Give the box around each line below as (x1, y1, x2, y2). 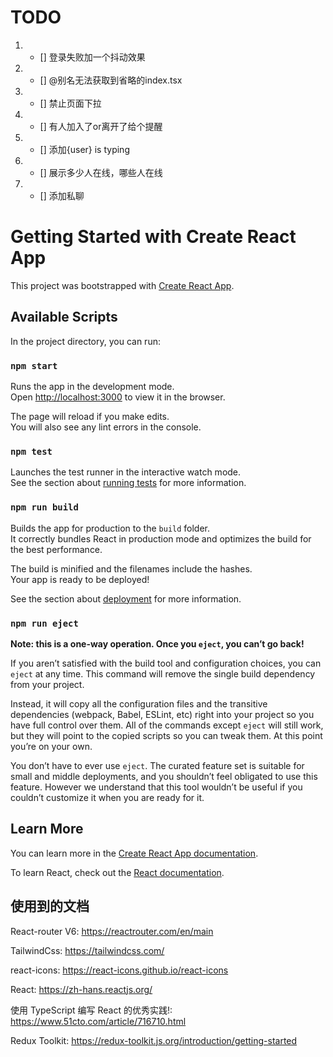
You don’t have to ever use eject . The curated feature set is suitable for (10, 759, 305, 771)
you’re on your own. (10, 740, 93, 752)
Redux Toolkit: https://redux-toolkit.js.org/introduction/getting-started (10, 1034, 298, 1046)
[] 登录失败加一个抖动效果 (39, 51, 146, 63)
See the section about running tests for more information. (10, 477, 247, 489)
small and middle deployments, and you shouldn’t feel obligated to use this (10, 770, 318, 782)
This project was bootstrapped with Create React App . (10, 279, 235, 291)
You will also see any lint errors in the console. (10, 421, 202, 433)
